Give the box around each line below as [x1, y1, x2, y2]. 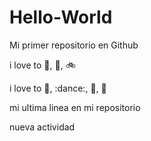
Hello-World [9, 6, 113, 29]
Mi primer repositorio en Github [9, 39, 139, 51]
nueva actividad [9, 121, 76, 133]
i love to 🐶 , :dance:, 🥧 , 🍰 [9, 82, 107, 94]
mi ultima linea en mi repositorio [9, 101, 141, 113]
